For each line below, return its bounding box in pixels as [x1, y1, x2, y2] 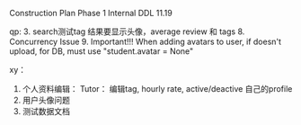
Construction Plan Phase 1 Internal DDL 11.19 [9, 8, 173, 18]
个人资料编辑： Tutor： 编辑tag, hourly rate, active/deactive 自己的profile [22, 84, 293, 94]
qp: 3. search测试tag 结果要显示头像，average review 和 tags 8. [9, 26, 245, 37]
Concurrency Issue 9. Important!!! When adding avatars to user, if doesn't [9, 36, 281, 47]
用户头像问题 [22, 94, 70, 105]
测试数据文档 [22, 106, 70, 116]
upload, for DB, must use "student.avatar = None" [9, 46, 194, 57]
